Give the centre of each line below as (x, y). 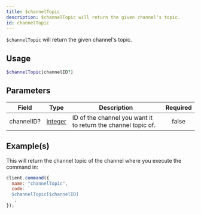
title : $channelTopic (33, 12)
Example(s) (28, 146)
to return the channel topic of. (114, 125)
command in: (22, 167)
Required (179, 107)
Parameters (28, 91)
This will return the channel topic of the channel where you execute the (94, 160)
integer (57, 121)
